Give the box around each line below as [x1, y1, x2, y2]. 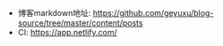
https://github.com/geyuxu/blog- [92, 8, 214, 18]
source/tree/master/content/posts [17, 18, 143, 28]
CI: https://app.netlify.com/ [17, 27, 118, 37]
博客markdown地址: [17, 8, 91, 18]
